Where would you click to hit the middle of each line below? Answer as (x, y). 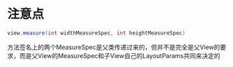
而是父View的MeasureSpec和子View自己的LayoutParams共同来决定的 (120, 55)
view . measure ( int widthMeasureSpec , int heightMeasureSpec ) (97, 33)
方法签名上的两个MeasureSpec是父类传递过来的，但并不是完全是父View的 (114, 47)
